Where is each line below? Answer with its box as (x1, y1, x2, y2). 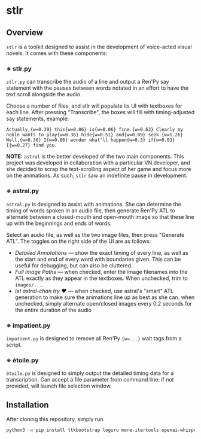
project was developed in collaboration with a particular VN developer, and (6, 159, 190, 166)
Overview (6, 28, 44, 38)
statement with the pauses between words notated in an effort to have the (6, 84, 189, 92)
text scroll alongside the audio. (6, 91, 82, 98)
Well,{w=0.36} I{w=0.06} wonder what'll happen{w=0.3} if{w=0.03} (6, 137, 175, 144)
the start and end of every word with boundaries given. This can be (14, 255, 181, 263)
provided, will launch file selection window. (6, 382, 112, 389)
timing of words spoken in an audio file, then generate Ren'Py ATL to (6, 207, 175, 214)
